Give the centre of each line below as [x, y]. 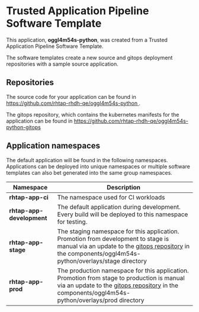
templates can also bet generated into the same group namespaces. [89, 172]
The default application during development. [119, 207]
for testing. [72, 221]
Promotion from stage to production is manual [121, 278]
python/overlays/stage [89, 260]
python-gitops [24, 127]
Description [123, 187]
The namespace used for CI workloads [111, 197]
